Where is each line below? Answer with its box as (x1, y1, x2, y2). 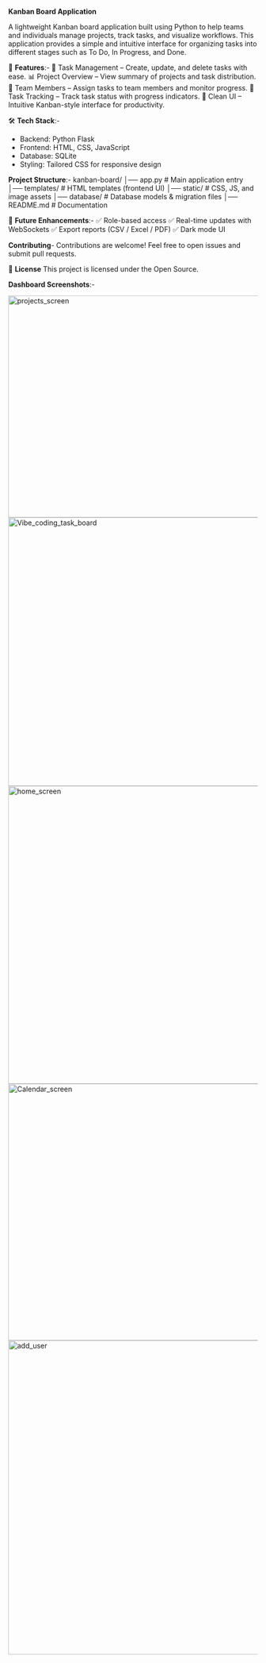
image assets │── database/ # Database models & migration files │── (8, 192, 238, 201)
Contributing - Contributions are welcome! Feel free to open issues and (8, 241, 241, 249)
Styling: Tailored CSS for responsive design (19, 160, 162, 169)
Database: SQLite (19, 151, 77, 160)
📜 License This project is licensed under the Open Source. (8, 264, 199, 273)
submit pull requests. (8, 249, 77, 258)
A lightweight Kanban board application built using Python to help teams (8, 22, 244, 31)
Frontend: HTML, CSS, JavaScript (19, 143, 131, 152)
